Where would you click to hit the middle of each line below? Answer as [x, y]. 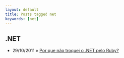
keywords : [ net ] [22, 19]
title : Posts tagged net [31, 14]
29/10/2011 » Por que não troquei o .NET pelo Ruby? [65, 51]
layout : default [22, 10]
